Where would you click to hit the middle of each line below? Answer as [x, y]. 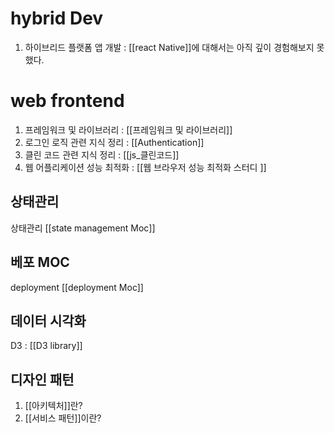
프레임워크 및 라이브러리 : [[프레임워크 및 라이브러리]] [128, 129]
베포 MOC [40, 262]
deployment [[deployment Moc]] [77, 287]
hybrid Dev [57, 18]
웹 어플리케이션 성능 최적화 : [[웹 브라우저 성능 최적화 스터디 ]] [145, 167]
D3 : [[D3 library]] [46, 346]
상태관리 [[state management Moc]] [83, 228]
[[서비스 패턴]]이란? [63, 418]
